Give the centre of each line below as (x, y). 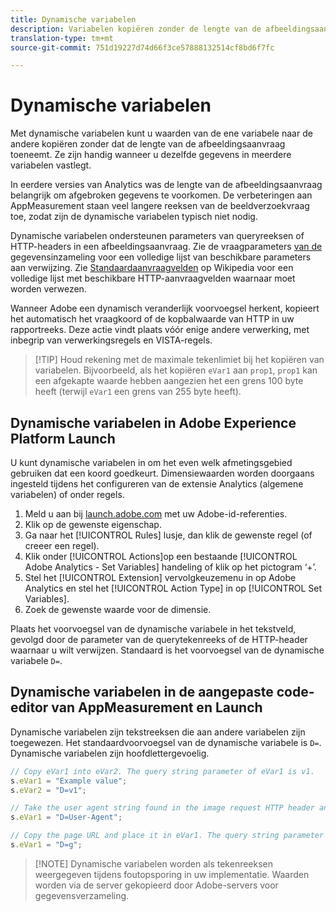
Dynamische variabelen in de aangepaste (142, 692)
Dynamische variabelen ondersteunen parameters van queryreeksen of (157, 236)
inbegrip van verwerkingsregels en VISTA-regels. (111, 340)
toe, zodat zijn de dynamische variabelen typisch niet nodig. (134, 217)
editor (29, 707)
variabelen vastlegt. (51, 165)
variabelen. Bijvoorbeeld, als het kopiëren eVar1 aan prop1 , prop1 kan (176, 370)
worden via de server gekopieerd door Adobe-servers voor (156, 885)
